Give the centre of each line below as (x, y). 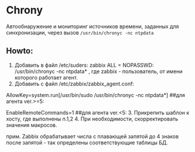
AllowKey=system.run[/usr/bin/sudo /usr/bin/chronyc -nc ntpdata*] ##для (96, 95)
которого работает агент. (46, 77)
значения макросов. (32, 125)
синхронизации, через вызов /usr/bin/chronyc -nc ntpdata (80, 32)
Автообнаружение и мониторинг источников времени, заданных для (93, 26)
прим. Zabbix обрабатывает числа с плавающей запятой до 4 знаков (93, 136)
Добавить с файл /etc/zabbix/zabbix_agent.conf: (74, 84)
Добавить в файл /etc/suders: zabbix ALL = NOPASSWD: (84, 65)
